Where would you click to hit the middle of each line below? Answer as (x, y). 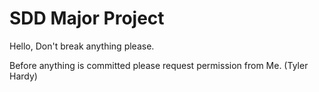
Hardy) (23, 76)
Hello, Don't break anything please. (82, 46)
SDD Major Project (87, 18)
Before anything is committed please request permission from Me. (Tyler (159, 65)
